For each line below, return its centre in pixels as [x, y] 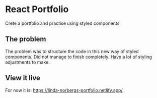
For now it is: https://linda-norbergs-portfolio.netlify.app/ [64, 90]
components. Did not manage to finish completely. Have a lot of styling [79, 57]
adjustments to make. [28, 62]
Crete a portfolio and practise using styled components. [63, 23]
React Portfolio [37, 9]
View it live [23, 78]
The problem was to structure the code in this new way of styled [72, 51]
